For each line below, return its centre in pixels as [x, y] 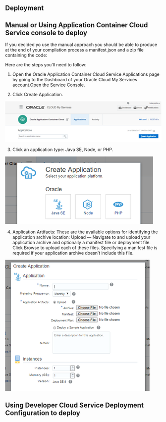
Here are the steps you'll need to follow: [46, 65]
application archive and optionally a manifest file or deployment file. [82, 243]
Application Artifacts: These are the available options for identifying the [85, 232]
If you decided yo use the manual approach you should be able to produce [81, 45]
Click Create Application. [38, 95]
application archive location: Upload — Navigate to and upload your [81, 237]
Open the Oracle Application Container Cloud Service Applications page [86, 74]
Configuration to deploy [43, 413]
